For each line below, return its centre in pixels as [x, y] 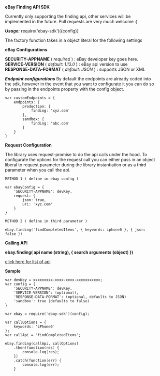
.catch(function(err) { [38, 360]
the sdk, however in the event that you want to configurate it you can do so [80, 84]
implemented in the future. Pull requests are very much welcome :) [71, 22]
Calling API [16, 243]
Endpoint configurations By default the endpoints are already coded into [78, 79]
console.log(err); [41, 365]
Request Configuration [29, 145]
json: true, [35, 200]
